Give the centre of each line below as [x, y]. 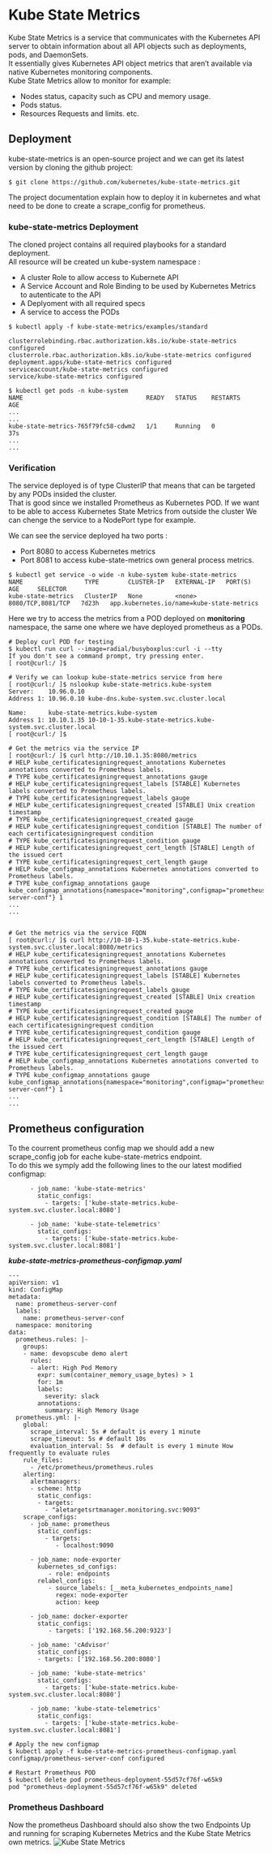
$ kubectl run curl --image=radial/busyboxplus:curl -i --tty [115, 649]
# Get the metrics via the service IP [74, 748]
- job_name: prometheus [70, 1524]
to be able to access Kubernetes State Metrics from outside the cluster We [133, 511]
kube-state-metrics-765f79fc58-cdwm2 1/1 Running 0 [112, 427]
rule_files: [43, 1460]
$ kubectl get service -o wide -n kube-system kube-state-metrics [123, 575]
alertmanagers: [55, 1482]
